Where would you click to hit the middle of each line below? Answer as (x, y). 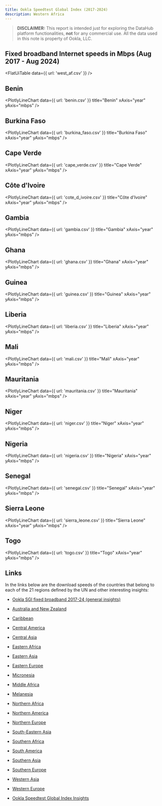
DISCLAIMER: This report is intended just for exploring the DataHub (85, 28)
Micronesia (23, 675)
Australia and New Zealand (39, 609)
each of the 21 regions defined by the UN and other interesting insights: (77, 590)
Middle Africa (26, 685)
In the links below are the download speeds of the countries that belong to (80, 585)
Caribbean (23, 618)
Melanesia (22, 694)
